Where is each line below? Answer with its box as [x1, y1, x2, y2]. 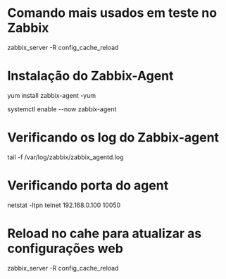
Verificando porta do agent [7, 178, 169, 193]
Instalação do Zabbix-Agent [7, 68, 174, 84]
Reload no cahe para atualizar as [7, 225, 202, 241]
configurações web [7, 240, 123, 256]
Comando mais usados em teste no [7, 5, 217, 21]
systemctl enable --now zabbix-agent [7, 104, 117, 113]
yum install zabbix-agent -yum [7, 91, 96, 99]
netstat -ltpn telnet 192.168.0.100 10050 [7, 201, 121, 209]
